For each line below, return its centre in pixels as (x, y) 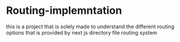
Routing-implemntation (64, 11)
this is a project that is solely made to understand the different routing (90, 26)
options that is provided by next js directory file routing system (81, 32)
